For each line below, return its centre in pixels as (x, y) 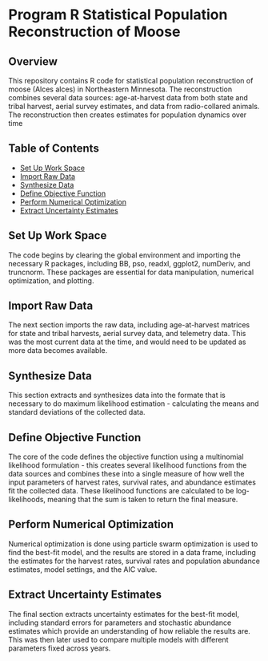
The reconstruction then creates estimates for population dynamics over (128, 115)
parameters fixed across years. (60, 648)
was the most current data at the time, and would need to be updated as (127, 342)
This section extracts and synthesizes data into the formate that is (117, 395)
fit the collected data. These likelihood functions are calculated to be (121, 491)
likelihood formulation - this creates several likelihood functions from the (128, 465)
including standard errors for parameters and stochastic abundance (120, 622)
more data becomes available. (58, 351)
